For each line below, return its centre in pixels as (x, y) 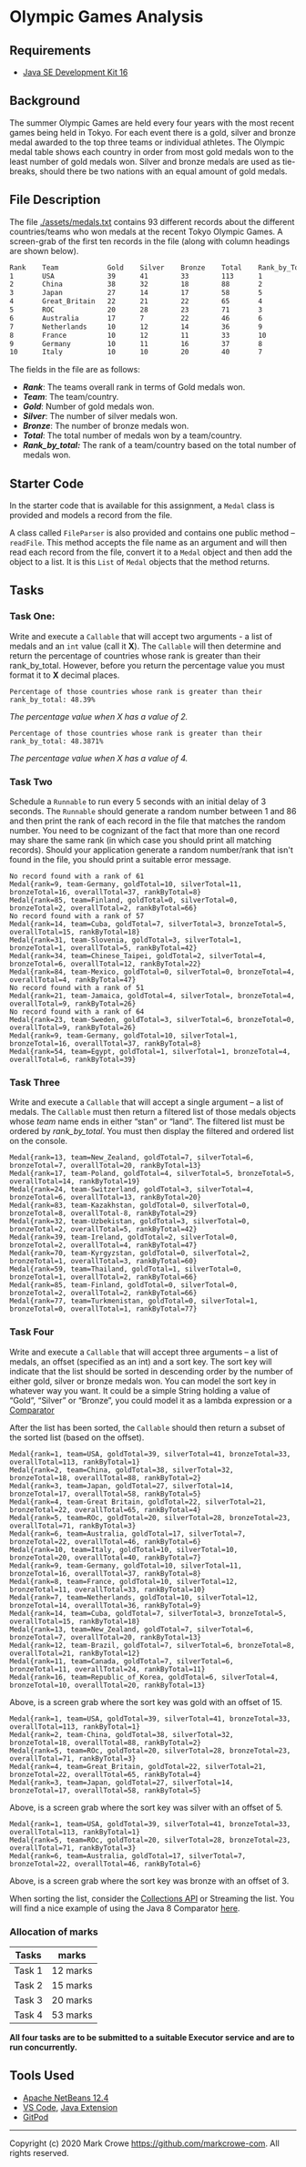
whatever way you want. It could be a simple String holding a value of (140, 1390)
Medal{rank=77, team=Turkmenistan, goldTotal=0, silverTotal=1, (134, 1301)
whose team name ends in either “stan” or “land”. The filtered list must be (147, 1121)
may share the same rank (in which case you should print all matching (140, 841)
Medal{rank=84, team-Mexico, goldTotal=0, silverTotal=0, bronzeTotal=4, (153, 972)
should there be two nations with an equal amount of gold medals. (163, 171)
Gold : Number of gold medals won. (88, 406)
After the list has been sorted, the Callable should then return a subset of (147, 1427)
